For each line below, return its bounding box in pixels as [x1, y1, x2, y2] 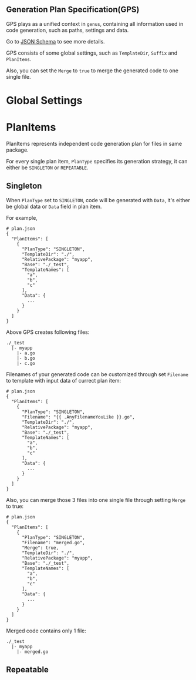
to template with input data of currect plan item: [6, 377, 121, 384]
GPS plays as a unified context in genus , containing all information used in [6, 20, 184, 27]
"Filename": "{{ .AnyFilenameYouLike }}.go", [21, 414, 135, 420]
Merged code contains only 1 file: [6, 627, 87, 634]
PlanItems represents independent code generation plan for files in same [6, 140, 183, 147]
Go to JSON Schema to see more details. [6, 38, 105, 45]
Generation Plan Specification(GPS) [6, 5, 140, 15]
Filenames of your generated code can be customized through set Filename [6, 370, 189, 378]
